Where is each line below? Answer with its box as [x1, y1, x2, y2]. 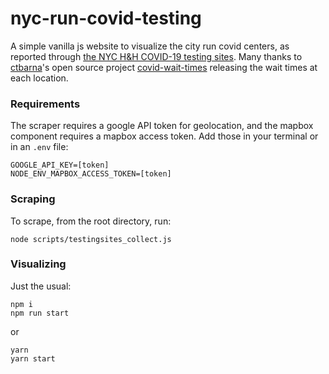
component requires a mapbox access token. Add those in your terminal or [10, 130, 319, 142]
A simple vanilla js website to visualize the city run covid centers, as [10, 40, 290, 52]
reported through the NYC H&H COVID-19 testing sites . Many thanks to [10, 50, 303, 62]
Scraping [10, 192, 56, 206]
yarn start [10, 353, 56, 364]
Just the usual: [10, 280, 72, 292]
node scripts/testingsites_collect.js [10, 234, 172, 244]
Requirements [10, 97, 81, 111]
